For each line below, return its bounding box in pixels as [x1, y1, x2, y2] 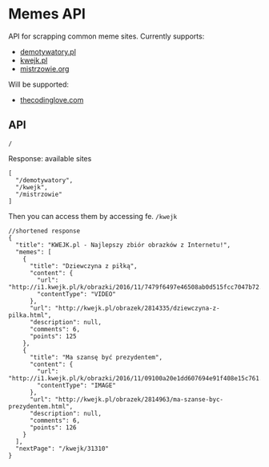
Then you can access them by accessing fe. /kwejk [8, 211, 178, 221]
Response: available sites [8, 153, 92, 163]
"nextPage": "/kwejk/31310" [15, 445, 110, 453]
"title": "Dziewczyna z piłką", [29, 262, 138, 270]
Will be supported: [8, 79, 70, 89]
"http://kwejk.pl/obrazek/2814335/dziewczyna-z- [54, 304, 220, 312]
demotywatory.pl [19, 47, 76, 56]
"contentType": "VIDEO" [37, 290, 116, 298]
